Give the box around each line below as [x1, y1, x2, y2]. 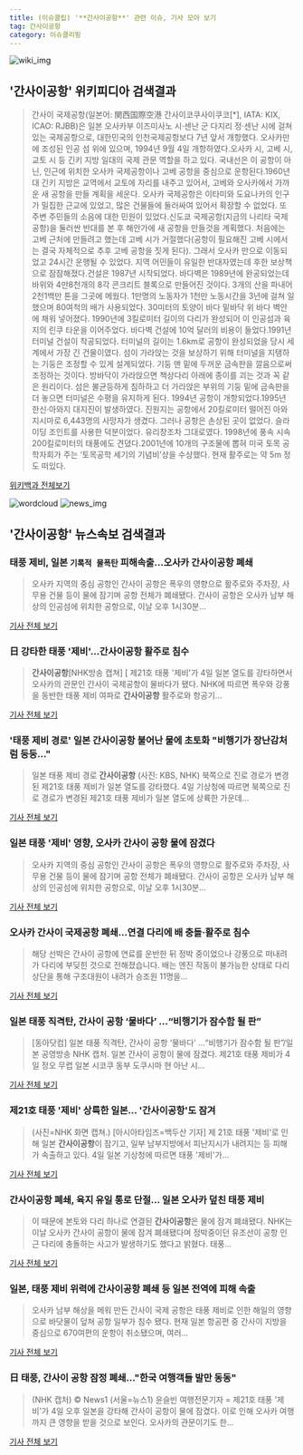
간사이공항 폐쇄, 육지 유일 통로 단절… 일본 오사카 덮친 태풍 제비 [9, 1193, 265, 1206]
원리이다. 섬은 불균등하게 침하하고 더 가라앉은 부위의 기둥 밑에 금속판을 [41, 382, 290, 393]
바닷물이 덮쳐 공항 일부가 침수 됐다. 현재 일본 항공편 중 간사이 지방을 [48, 1316, 288, 1327]
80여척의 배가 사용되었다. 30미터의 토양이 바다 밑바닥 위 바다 [55, 302, 271, 313]
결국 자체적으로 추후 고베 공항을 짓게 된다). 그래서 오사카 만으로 [41, 246, 264, 257]
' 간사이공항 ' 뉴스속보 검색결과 [9, 527, 166, 542]
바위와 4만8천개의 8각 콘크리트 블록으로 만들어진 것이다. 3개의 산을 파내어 [31, 279, 293, 290]
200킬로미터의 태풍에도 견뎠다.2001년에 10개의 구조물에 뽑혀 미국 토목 [31, 438, 280, 449]
